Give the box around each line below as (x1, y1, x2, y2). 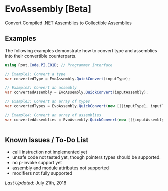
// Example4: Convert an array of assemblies (5, 112, 101, 118)
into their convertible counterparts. (5, 53, 77, 59)
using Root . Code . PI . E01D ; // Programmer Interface (5, 62, 113, 68)
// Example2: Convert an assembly (5, 85, 77, 90)
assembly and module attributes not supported (12, 165, 109, 171)
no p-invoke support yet (12, 160, 62, 166)
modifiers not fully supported (12, 170, 72, 176)
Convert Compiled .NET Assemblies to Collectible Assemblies (5, 20, 132, 26)
